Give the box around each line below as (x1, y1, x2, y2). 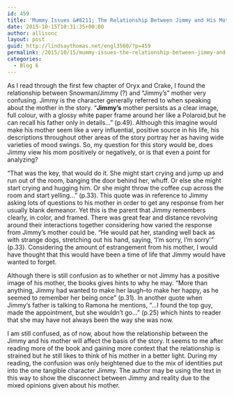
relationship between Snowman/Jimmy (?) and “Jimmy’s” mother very (7, 89, 207, 97)
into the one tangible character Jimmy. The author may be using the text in (7, 366, 221, 374)
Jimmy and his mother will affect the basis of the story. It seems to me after (7, 336, 224, 345)
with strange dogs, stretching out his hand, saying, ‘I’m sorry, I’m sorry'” (7, 235, 214, 244)
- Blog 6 (13, 62, 39, 69)
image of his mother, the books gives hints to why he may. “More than (7, 278, 208, 287)
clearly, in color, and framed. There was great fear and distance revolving (7, 213, 218, 222)
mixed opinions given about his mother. (7, 381, 120, 389)
